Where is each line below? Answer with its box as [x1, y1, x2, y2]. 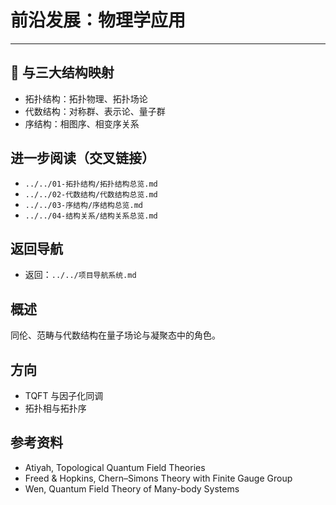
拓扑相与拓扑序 [24, 402, 87, 414]
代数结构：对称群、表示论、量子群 [24, 105, 166, 117]
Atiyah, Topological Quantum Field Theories [24, 461, 206, 473]
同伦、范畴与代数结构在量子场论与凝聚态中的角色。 [10, 329, 221, 341]
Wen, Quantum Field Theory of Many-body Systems [24, 482, 240, 495]
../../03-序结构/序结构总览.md [24, 200, 143, 210]
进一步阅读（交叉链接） [10, 150, 155, 167]
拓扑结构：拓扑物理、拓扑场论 [24, 92, 148, 105]
